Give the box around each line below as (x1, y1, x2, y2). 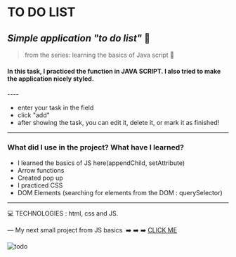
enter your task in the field (17, 103, 94, 112)
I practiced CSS (17, 180, 63, 190)
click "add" (17, 111, 51, 119)
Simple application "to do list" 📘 (7, 32, 151, 44)
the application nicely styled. (7, 74, 95, 83)
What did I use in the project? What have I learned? (7, 143, 185, 152)
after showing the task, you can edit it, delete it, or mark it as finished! (17, 119, 220, 127)
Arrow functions (17, 166, 65, 174)
